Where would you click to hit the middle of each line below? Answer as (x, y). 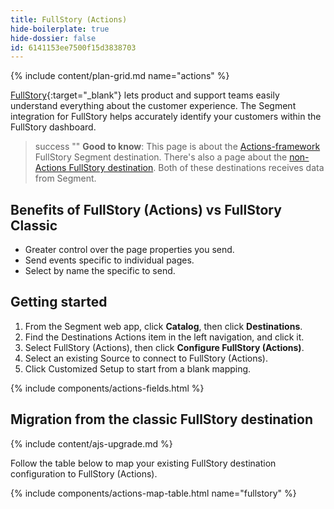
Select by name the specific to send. (100, 271)
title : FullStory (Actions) (69, 19)
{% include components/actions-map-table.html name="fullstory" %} (153, 493)
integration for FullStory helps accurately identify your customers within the (166, 117)
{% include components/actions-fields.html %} (107, 388)
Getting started (59, 302)
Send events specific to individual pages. (109, 260)
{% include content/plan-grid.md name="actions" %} (120, 76)
